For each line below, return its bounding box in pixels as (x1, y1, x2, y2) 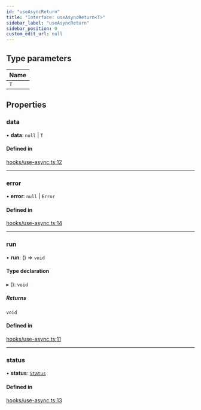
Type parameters (6, 53, 72, 63)
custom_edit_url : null (6, 31, 63, 37)
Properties (6, 100, 47, 110)
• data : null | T (6, 131, 44, 138)
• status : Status (6, 369, 46, 377)
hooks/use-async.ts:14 (6, 220, 63, 227)
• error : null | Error (6, 193, 56, 200)
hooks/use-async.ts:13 (6, 396, 63, 404)
